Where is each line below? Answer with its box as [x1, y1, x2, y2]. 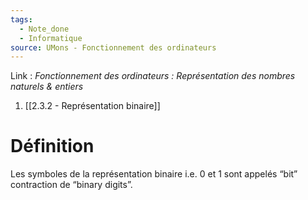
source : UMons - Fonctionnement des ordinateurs [10, 42, 217, 53]
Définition [10, 135, 95, 158]
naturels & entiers [10, 81, 84, 93]
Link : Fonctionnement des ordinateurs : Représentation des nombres [10, 70, 296, 82]
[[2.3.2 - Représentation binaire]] [24, 100, 161, 112]
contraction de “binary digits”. [10, 179, 133, 191]
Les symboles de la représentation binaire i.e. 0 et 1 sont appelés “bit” [10, 168, 298, 180]
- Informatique [19, 33, 83, 43]
